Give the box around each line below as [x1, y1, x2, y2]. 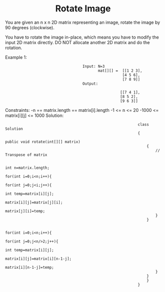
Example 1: [5, 54, 27, 60]
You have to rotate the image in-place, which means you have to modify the [5, 34, 159, 40]
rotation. [5, 45, 22, 50]
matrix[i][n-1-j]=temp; [5, 265, 54, 270]
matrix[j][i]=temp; [5, 208, 45, 213]
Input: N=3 [82, 64, 105, 69]
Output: [82, 81, 98, 86]
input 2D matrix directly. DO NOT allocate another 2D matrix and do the [5, 39, 150, 45]
